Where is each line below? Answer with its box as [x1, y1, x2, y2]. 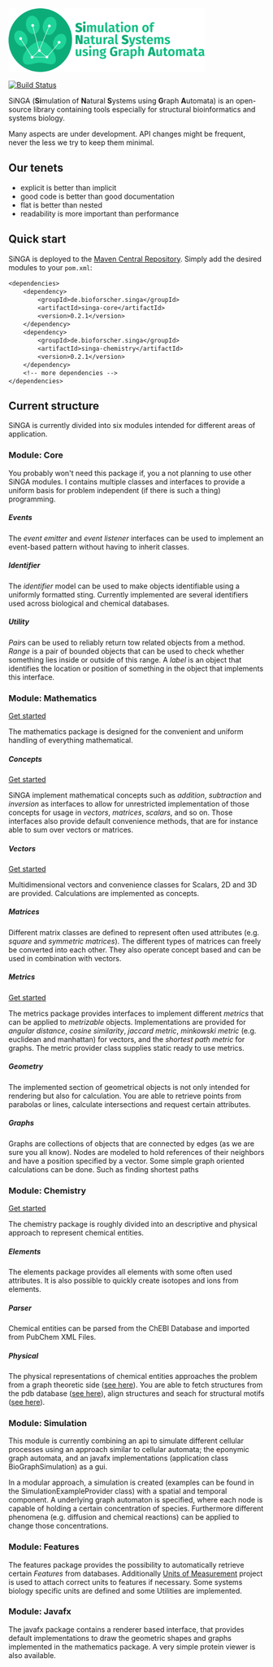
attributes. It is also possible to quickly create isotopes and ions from [8, 1275, 239, 1285]
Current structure [8, 399, 100, 413]
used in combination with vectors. [8, 953, 122, 963]
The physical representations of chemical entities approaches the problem [8, 1371, 258, 1380]
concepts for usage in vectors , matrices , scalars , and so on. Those [8, 807, 233, 817]
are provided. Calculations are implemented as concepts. [8, 888, 200, 898]
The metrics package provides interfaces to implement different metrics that [8, 1009, 264, 1018]
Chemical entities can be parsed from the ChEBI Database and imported [8, 1323, 250, 1333]
